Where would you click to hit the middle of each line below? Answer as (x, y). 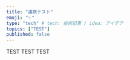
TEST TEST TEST (28, 52)
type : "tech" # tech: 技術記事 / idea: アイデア (65, 23)
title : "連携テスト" (30, 12)
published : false (28, 35)
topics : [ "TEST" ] (28, 29)
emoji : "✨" (21, 18)
